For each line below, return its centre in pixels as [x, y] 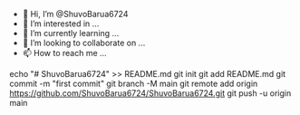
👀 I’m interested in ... [61, 24]
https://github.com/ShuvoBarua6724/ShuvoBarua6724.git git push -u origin [150, 93]
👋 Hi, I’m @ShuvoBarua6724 [75, 14]
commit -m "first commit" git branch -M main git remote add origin [134, 83]
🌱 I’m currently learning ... [71, 33]
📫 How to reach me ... [64, 53]
